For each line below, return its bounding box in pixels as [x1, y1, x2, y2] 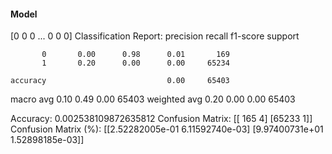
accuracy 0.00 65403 [10, 76, 230, 86]
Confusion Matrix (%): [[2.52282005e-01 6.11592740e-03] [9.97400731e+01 [10, 123, 324, 135]
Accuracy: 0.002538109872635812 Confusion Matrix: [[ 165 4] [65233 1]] [10, 113, 313, 125]
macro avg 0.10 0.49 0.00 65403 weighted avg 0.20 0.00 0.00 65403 [10, 93, 296, 105]
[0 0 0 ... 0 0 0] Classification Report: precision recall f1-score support [10, 30, 300, 42]
